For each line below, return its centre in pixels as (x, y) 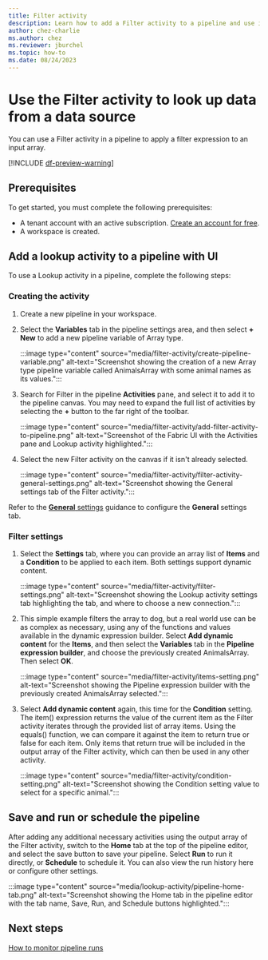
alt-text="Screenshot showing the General (164, 483)
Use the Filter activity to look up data (132, 100)
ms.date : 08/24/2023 (43, 61)
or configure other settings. (53, 870)
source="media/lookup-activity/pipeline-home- (167, 886)
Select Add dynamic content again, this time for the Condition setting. (136, 709)
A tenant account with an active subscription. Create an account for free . (140, 223)
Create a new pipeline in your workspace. (88, 313)
